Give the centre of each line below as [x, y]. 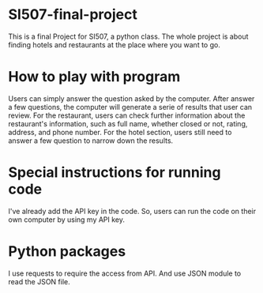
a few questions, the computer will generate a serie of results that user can [130, 107]
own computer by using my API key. [66, 220]
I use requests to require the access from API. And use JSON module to [125, 273]
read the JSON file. [39, 281]
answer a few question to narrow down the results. [91, 141]
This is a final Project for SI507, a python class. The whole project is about [128, 36]
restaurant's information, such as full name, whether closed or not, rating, [128, 123]
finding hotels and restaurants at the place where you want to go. [115, 44]
